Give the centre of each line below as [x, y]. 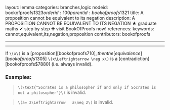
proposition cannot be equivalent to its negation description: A [70, 18]
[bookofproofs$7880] [28, 64]
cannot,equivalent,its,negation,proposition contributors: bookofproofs [78, 34]
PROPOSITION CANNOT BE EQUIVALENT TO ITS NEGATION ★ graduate [81, 23]
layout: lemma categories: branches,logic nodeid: [57, 7]
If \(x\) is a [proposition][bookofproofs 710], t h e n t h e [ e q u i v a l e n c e [73, 53]
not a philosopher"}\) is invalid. [52, 92]
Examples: [18, 77]
